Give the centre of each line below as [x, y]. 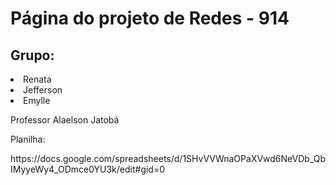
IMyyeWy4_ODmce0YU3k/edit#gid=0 [88, 169]
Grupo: [32, 55]
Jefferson [43, 90]
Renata [37, 79]
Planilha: [28, 139]
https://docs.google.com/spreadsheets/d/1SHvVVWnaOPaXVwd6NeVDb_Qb [168, 158]
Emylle [37, 100]
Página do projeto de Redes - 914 [150, 18]
